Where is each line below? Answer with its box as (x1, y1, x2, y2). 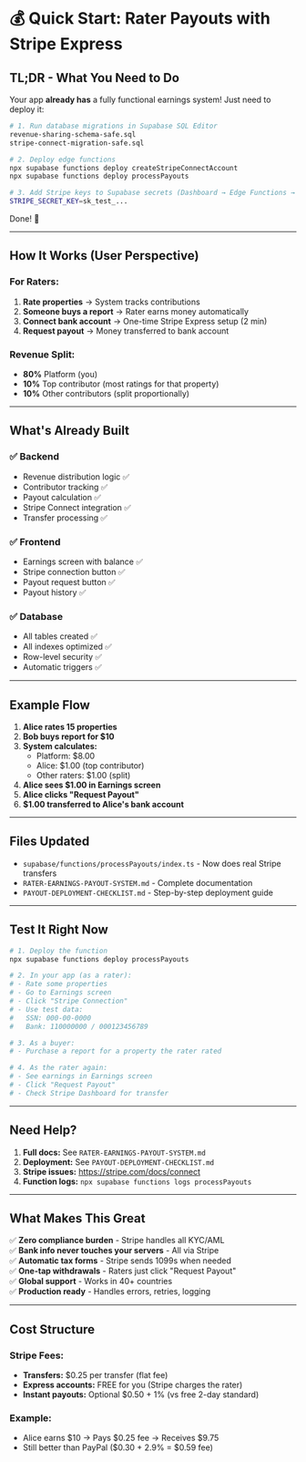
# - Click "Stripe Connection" (9, 996, 128, 1006)
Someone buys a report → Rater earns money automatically (22, 305, 249, 316)
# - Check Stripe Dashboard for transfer (9, 1088, 169, 1097)
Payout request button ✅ (22, 576, 116, 587)
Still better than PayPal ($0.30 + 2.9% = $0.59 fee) (22, 1442, 214, 1453)
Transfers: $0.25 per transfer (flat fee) (22, 1370, 168, 1381)
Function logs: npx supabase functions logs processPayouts (22, 1176, 252, 1187)
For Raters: (9, 275, 59, 288)
